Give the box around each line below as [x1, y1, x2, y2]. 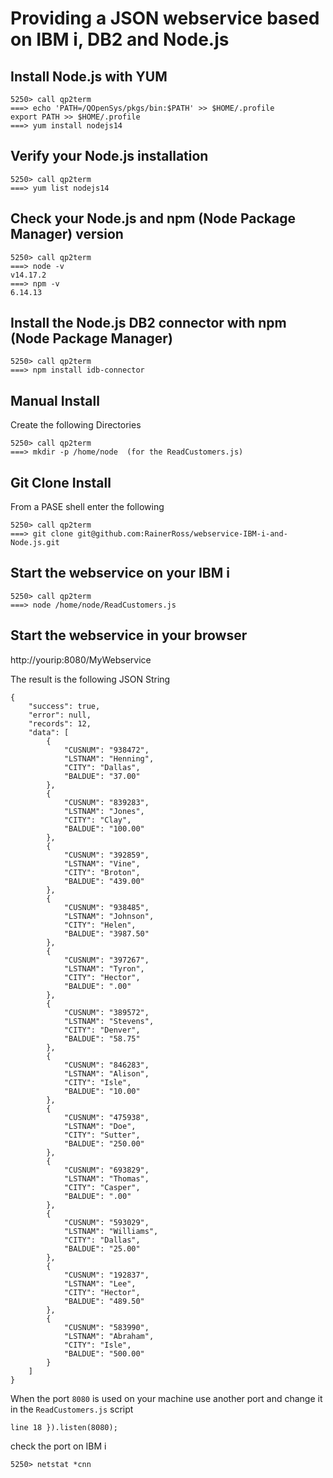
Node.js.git [10, 538, 60, 548]
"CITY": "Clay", [63, 815, 132, 825]
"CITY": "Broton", [63, 867, 141, 877]
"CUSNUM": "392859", [63, 850, 150, 860]
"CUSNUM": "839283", [63, 797, 150, 807]
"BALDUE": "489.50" [63, 1296, 145, 1306]
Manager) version [10, 226, 124, 243]
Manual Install [10, 392, 100, 409]
